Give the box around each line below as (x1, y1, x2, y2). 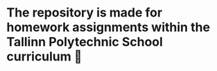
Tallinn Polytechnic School (6, 34, 164, 50)
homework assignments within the (6, 19, 211, 35)
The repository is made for (6, 5, 163, 21)
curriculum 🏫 (6, 49, 83, 65)
